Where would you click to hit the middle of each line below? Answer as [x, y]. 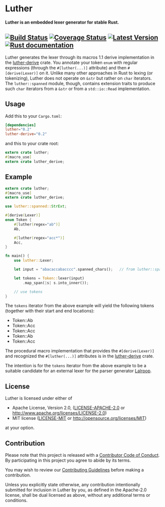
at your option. [20, 428]
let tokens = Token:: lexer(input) [49, 278]
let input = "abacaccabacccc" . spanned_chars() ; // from [74, 269]
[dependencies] [21, 125]
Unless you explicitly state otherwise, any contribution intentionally [73, 485]
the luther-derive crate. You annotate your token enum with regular [71, 63]
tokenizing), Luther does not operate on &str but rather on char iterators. [79, 78]
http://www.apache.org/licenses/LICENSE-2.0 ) [59, 413]
